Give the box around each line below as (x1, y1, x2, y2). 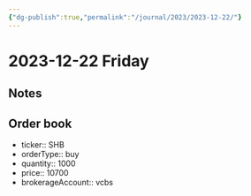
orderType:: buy (20, 149, 80, 160)
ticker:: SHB (20, 139, 65, 150)
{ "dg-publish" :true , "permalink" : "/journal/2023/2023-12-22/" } (8, 12, 242, 22)
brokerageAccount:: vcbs (20, 177, 114, 188)
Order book (8, 116, 72, 131)
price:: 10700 (20, 168, 69, 178)
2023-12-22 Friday (8, 50, 149, 71)
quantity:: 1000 (20, 158, 76, 169)
